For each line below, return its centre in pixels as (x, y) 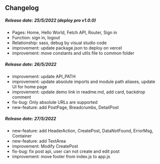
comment (22, 97)
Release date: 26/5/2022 (31, 64)
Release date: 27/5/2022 (31, 118)
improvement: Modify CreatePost (45, 146)
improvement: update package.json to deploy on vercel (67, 48)
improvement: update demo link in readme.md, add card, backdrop (79, 92)
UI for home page (29, 87)
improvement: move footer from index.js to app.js (61, 157)
